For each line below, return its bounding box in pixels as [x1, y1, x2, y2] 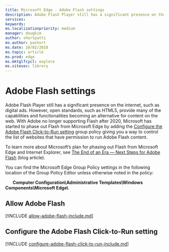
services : [5, 17, 26, 22]
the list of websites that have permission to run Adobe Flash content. [5, 134, 148, 140]
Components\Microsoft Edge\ [5, 185, 69, 191]
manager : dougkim [5, 31, 42, 36]
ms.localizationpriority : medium [5, 26, 75, 31]
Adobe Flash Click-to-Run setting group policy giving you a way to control [5, 129, 158, 135]
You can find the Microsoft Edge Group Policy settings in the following [5, 164, 150, 170]
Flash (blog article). [5, 155, 45, 161]
